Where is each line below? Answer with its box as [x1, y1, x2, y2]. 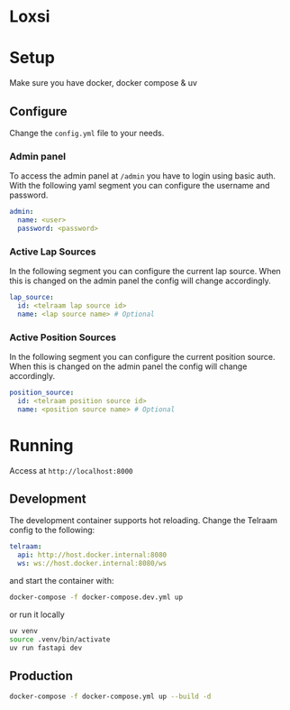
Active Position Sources [9, 331, 117, 344]
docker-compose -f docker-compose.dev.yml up [9, 593, 183, 602]
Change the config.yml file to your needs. [9, 127, 165, 138]
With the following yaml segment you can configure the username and [9, 180, 270, 191]
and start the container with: [9, 576, 114, 586]
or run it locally [9, 609, 65, 620]
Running [9, 435, 74, 456]
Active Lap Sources [9, 245, 96, 258]
